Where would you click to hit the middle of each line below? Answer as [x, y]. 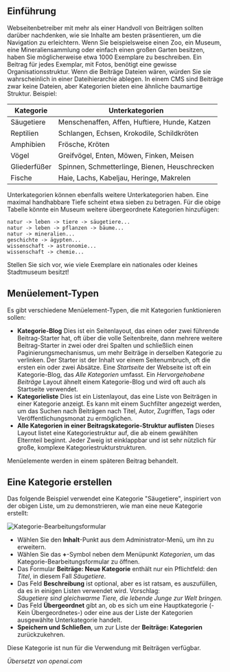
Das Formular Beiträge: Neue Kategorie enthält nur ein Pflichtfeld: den [117, 569]
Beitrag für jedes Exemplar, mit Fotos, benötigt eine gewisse [92, 64]
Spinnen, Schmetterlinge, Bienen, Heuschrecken [136, 166]
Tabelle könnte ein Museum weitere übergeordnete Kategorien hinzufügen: [113, 209]
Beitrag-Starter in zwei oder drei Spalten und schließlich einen [105, 345]
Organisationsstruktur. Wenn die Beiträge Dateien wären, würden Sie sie [109, 71]
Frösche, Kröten [84, 144]
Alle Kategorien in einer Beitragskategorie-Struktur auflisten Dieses [116, 426]
